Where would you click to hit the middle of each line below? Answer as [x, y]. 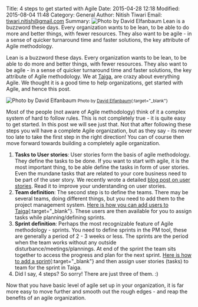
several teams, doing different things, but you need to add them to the [100, 198]
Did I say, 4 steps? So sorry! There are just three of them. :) [86, 274]
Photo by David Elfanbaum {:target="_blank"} [123, 101]
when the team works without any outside [65, 242]
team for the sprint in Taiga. [48, 267]
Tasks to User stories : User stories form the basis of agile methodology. [103, 155]
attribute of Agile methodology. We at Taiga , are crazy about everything [93, 76]
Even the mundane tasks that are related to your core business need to [100, 173]
